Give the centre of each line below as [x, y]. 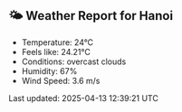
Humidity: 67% [49, 70]
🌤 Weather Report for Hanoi [91, 16]
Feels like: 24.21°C [56, 51]
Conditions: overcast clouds [74, 61]
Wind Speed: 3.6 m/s [61, 80]
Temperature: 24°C [57, 42]
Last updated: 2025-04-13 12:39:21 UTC [84, 98]
